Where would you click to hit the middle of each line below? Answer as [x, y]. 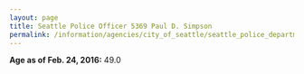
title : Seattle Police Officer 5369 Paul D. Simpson [111, 26]
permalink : [30, 34]
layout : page [34, 18]
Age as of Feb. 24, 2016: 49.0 [65, 60]
